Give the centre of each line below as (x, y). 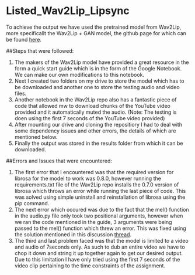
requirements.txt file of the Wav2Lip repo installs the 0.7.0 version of (97, 184)
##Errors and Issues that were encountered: (59, 161)
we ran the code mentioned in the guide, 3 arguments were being (93, 222)
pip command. (32, 203)
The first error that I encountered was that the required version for (94, 172)
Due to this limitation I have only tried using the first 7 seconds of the (97, 259)
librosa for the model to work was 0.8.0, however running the (88, 178)
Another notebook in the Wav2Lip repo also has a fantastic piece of (95, 99)
